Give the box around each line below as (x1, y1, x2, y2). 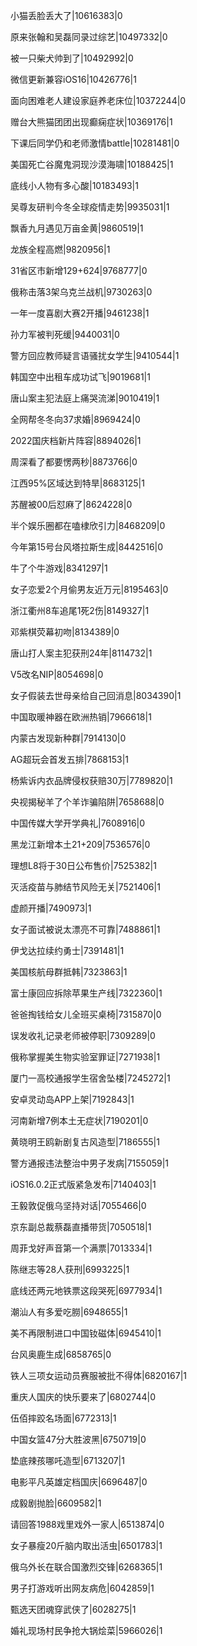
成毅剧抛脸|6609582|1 (10, 1497, 102, 1509)
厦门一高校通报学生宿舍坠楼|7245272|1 (10, 1072, 171, 1084)
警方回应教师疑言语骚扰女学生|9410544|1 (10, 350, 180, 361)
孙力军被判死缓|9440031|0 (10, 329, 120, 340)
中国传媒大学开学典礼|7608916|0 (10, 817, 146, 829)
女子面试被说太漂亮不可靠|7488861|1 (10, 924, 161, 935)
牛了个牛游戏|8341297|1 (10, 562, 108, 574)
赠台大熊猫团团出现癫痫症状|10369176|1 (10, 116, 173, 128)
